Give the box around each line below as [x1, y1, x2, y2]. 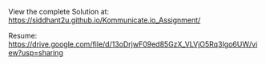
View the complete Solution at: [8, 7, 110, 16]
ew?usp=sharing [8, 48, 64, 57]
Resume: [8, 31, 38, 40]
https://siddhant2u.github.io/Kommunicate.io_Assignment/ [8, 15, 201, 25]
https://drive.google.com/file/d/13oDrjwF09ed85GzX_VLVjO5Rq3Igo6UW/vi [8, 39, 258, 49]
